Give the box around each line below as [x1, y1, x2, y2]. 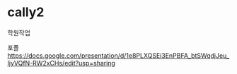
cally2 [7, 4, 45, 20]
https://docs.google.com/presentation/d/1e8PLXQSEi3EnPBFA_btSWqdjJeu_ [7, 51, 230, 60]
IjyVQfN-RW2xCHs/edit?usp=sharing [7, 58, 115, 67]
